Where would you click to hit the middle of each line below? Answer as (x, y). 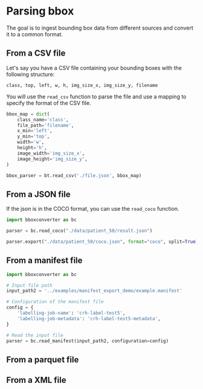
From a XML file (36, 380)
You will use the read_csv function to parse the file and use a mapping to (96, 96)
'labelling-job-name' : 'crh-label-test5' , (71, 313)
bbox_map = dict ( (28, 114)
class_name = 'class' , (43, 120)
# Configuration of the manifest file (55, 302)
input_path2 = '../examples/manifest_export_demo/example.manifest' (94, 291)
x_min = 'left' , (35, 131)
